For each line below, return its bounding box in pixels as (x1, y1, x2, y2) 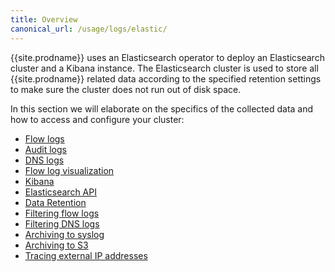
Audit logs (24, 143, 67, 155)
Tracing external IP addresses (24, 249, 148, 261)
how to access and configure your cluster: (10, 113, 185, 125)
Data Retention (24, 196, 87, 208)
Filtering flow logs (24, 207, 100, 219)
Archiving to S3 (24, 239, 89, 251)
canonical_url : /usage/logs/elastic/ (10, 24, 168, 34)
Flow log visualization (24, 164, 115, 176)
